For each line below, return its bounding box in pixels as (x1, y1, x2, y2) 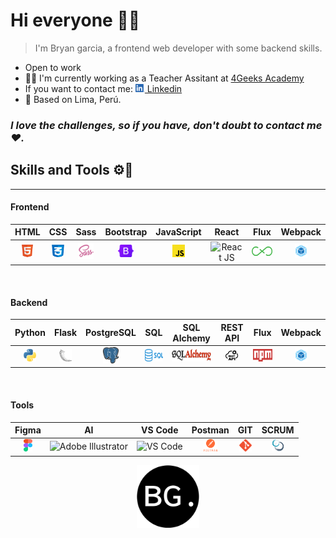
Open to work (24, 61, 82, 73)
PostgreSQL (85, 327, 137, 339)
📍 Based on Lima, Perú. (24, 93, 122, 105)
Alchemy (172, 332, 211, 344)
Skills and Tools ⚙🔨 (10, 162, 134, 179)
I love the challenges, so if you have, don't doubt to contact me (10, 118, 323, 132)
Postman (191, 424, 230, 436)
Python (14, 327, 46, 339)
